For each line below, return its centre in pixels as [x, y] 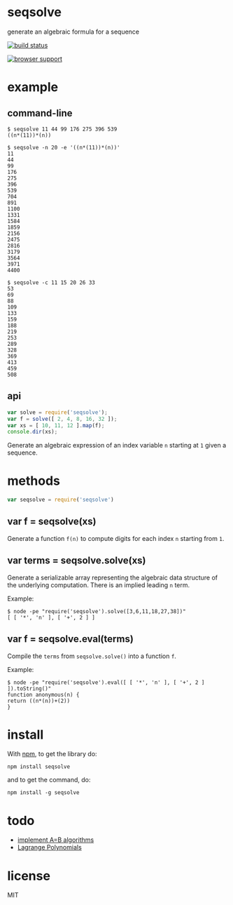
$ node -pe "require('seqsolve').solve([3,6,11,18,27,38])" [97, 611]
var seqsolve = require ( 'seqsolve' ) [61, 500]
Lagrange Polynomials [49, 847]
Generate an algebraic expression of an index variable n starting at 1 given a [117, 445]
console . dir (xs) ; [33, 432]
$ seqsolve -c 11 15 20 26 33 [51, 282]
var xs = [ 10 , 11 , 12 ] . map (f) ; [56, 425]
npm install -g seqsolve [43, 793]
